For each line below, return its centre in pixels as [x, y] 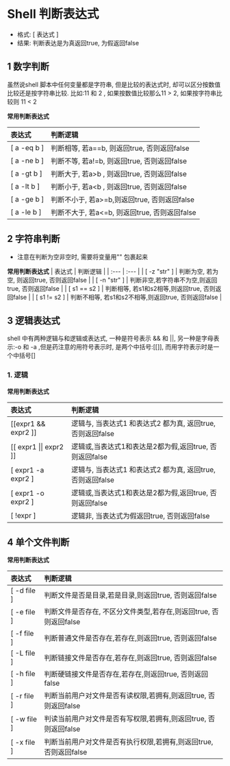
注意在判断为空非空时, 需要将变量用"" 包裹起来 [82, 256]
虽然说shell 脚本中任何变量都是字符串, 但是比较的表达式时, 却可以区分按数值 [114, 84]
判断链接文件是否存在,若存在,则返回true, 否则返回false [130, 658]
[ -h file [23, 674]
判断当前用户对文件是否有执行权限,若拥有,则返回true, [129, 742]
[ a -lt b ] [25, 186]
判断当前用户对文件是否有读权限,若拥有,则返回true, [125, 695]
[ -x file [23, 743]
